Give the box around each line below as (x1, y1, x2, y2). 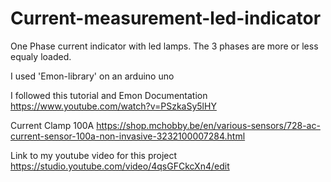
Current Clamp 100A (10, 119, 95, 131)
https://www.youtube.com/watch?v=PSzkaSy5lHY (10, 100, 217, 112)
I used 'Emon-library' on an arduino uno (10, 70, 175, 82)
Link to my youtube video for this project (10, 149, 178, 161)
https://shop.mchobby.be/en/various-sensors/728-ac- (96, 119, 321, 131)
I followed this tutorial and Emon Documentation (10, 89, 208, 101)
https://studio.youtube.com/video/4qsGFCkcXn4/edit (10, 160, 230, 172)
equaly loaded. (10, 50, 72, 62)
